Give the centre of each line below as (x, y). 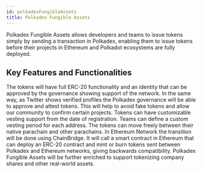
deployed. (19, 54)
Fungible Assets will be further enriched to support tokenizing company (95, 158)
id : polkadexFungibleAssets (42, 12)
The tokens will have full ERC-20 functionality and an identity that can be (97, 87)
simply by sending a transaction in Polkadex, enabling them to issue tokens (99, 41)
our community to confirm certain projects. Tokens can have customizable (99, 112)
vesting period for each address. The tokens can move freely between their (100, 125)
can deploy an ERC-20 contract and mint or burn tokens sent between (93, 144)
